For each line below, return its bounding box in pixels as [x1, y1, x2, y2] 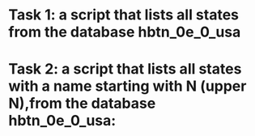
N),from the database [8, 95, 156, 113]
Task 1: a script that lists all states [8, 6, 240, 24]
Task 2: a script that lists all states [8, 60, 242, 79]
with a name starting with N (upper [8, 77, 247, 96]
